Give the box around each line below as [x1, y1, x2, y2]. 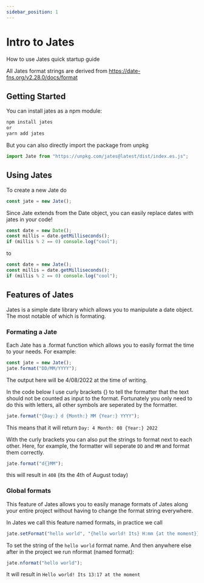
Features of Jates [6, 290, 74, 300]
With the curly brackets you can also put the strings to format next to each [6, 436, 192, 443]
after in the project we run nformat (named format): [6, 548, 135, 555]
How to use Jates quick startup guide [6, 55, 100, 63]
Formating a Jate [6, 327, 58, 336]
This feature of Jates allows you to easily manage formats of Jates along [6, 500, 188, 507]
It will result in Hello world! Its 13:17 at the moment [6, 571, 141, 578]
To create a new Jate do [6, 186, 67, 194]
